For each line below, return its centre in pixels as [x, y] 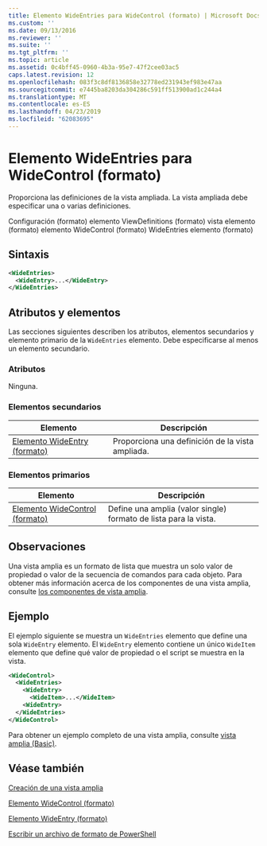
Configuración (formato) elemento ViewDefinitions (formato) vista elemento [132, 221]
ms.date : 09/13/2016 [43, 30]
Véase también [46, 768]
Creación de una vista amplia [56, 787]
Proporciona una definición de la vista [183, 440]
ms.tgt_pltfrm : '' [39, 52]
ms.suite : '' [30, 45]
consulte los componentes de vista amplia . [78, 591]
